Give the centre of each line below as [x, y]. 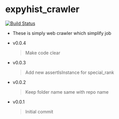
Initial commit [39, 111]
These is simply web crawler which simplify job [62, 33]
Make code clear [43, 53]
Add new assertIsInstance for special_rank [70, 72]
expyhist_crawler [42, 9]
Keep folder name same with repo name [67, 92]
